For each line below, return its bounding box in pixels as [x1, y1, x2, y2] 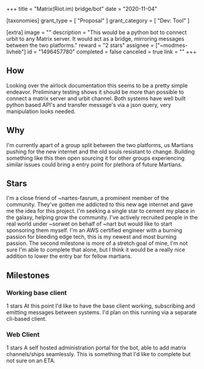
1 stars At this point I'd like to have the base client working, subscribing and [6, 302, 195, 309]
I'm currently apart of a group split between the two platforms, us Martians [6, 141, 194, 148]
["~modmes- [155, 42, 188, 49]
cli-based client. [6, 316, 47, 323]
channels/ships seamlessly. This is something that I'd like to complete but [6, 351, 191, 358]
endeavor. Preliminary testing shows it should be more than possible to [6, 88, 185, 95]
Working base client [6, 288, 67, 297]
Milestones [6, 270, 50, 280]
